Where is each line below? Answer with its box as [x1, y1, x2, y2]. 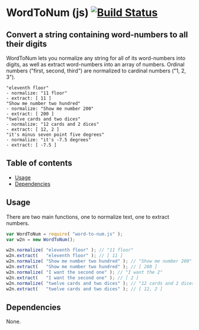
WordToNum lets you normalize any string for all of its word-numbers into [6, 55, 185, 62]
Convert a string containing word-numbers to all [6, 30, 188, 40]
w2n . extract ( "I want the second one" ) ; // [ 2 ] [6, 275, 139, 281]
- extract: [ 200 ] [6, 111, 54, 117]
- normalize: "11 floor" [6, 90, 68, 96]
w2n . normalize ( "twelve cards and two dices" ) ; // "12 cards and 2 [6, 280, 179, 286]
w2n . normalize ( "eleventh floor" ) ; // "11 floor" [6, 247, 134, 253]
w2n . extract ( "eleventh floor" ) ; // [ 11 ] [6, 253, 123, 259]
